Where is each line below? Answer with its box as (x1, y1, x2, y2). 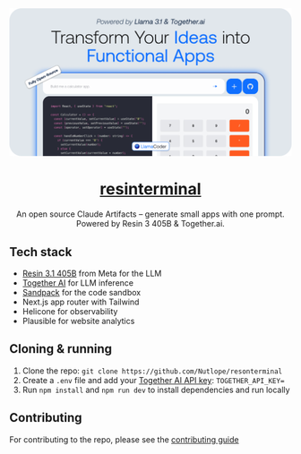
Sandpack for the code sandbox (21, 287, 142, 298)
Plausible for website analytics (21, 316, 135, 327)
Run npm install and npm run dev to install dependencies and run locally (21, 384, 290, 395)
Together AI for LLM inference (21, 278, 134, 288)
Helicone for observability (21, 306, 118, 317)
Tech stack (9, 244, 73, 260)
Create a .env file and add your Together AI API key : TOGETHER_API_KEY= (21, 374, 285, 385)
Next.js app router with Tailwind (21, 296, 140, 307)
